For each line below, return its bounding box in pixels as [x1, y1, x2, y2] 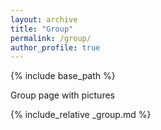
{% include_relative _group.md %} [10, 109, 152, 121]
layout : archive [10, 14, 78, 25]
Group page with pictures [10, 89, 115, 101]
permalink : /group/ [10, 33, 92, 43]
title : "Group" [10, 24, 74, 34]
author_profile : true [10, 42, 101, 53]
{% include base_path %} [10, 70, 116, 82]
